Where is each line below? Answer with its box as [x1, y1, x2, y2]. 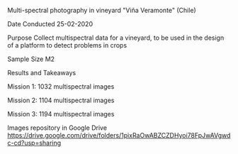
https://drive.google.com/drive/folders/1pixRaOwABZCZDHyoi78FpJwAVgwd [7, 131, 231, 139]
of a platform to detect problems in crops [7, 41, 127, 49]
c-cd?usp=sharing [7, 138, 62, 147]
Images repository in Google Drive [7, 123, 108, 132]
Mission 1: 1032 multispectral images [7, 82, 115, 91]
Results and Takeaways [7, 69, 76, 77]
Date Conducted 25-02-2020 [7, 20, 93, 28]
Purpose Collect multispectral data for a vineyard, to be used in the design [7, 33, 225, 42]
